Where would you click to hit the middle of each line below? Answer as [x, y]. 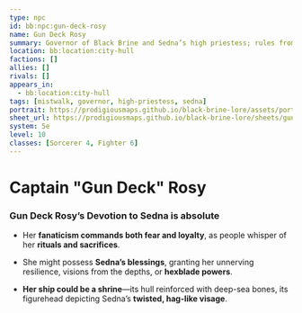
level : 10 [28, 135]
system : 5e [30, 127]
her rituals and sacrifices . [71, 245]
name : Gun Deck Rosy [48, 34]
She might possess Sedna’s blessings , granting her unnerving [138, 263]
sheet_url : [30, 118]
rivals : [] [30, 76]
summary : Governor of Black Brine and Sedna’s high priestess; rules [142, 43]
